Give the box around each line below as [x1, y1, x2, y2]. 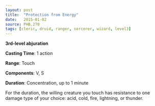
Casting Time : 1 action [5, 50, 53, 57]
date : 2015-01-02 [5, 17, 47, 22]
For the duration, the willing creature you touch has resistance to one [5, 90, 150, 96]
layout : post [5, 7, 33, 13]
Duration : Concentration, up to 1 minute [5, 80, 89, 86]
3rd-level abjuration [5, 40, 48, 46]
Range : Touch [5, 60, 35, 66]
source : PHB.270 [5, 21, 40, 27]
